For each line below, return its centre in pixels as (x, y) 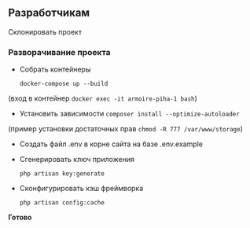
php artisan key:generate (62, 174)
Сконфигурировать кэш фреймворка (81, 189)
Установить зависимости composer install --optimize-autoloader (129, 114)
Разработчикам (49, 13)
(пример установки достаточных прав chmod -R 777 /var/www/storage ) (126, 129)
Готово (20, 217)
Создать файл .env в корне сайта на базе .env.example (111, 144)
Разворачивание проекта (60, 52)
